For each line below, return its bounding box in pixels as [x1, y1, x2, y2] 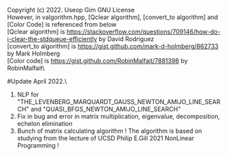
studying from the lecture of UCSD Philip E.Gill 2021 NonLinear [16, 134, 194, 142]
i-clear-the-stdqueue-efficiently [7, 35, 98, 43]
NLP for [16, 90, 39, 99]
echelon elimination [16, 120, 73, 127]
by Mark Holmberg [7, 49, 60, 57]
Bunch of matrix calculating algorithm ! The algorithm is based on [16, 127, 203, 135]
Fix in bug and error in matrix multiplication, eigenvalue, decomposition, [16, 112, 220, 120]
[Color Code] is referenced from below [7, 21, 117, 28]
